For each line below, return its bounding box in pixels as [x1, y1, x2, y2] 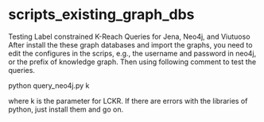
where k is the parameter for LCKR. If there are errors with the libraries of [8, 96, 248, 105]
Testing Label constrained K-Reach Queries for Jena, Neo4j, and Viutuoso [8, 32, 250, 41]
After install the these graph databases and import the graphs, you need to [8, 40, 253, 49]
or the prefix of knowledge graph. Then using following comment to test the [8, 57, 257, 67]
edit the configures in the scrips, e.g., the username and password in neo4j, [8, 48, 257, 58]
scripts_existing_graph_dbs [8, 6, 195, 24]
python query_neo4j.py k [8, 81, 90, 90]
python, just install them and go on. [8, 105, 124, 114]
